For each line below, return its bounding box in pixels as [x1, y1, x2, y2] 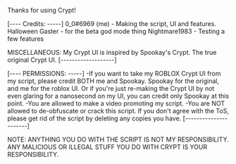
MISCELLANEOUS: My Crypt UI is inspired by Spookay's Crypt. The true [7, 49, 217, 56]
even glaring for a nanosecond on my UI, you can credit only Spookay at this [7, 92, 230, 100]
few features [7, 34, 44, 43]
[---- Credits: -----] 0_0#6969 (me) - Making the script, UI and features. [7, 20, 217, 27]
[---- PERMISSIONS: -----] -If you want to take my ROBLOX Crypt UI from [7, 70, 221, 77]
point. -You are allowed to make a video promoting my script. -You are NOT [7, 99, 225, 108]
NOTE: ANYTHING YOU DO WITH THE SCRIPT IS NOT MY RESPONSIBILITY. [7, 135, 229, 144]
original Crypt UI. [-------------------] [7, 56, 118, 64]
